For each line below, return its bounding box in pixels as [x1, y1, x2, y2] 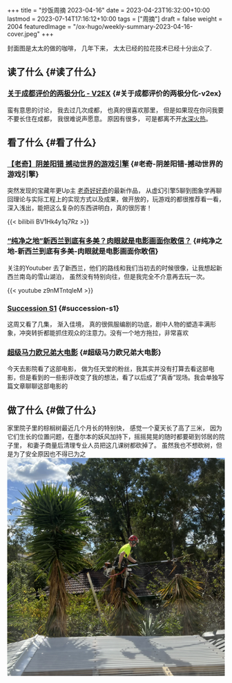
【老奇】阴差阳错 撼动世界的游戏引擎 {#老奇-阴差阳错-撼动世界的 [7, 159, 223, 168]
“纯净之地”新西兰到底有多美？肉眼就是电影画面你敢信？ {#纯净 [7, 236, 215, 246]
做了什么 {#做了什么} [7, 404, 97, 416]
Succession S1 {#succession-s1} [7, 303, 119, 313]
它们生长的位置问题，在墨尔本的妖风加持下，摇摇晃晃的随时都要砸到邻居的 [7, 432, 219, 441]
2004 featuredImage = [7, 23, 72, 30]
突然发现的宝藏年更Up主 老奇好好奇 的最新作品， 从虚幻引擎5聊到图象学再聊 [7, 186, 222, 195]
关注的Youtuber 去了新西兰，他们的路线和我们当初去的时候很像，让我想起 [7, 264, 216, 272]
